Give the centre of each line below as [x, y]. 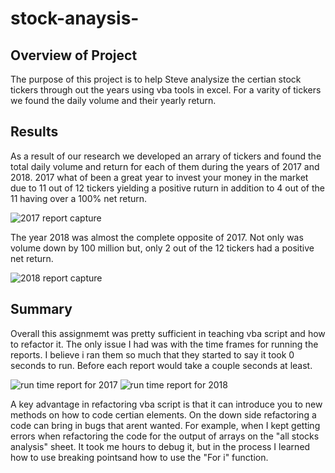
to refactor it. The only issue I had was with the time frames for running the [164, 344]
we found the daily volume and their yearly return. [113, 100]
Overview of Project [74, 55]
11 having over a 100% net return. [79, 198]
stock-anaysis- [75, 18]
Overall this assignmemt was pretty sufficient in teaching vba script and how [168, 333]
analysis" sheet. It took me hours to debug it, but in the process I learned [160, 446]
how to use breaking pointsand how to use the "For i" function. [139, 457]
